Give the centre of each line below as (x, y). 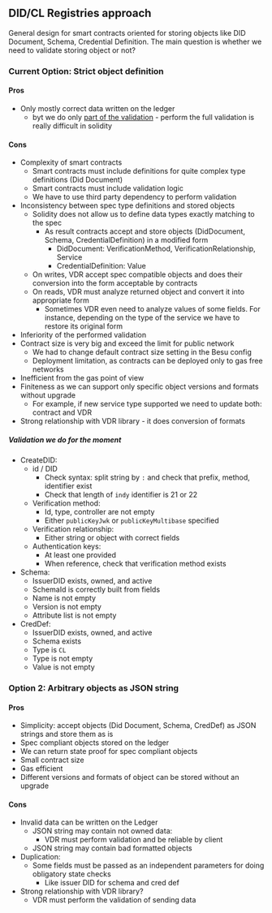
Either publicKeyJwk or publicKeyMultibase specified (132, 521)
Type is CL (49, 650)
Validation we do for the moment (65, 439)
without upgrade (47, 395)
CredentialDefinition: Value (101, 266)
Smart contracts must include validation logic (108, 188)
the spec (47, 223)
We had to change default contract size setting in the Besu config (142, 352)
